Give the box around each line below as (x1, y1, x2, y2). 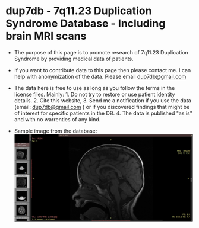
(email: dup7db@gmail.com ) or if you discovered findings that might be (14, 103, 190, 110)
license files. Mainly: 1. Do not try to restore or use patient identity (14, 91, 175, 98)
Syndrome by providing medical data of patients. (14, 55, 134, 62)
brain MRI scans (5, 30, 87, 43)
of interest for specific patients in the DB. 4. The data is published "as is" (14, 110, 192, 117)
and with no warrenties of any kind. (14, 115, 101, 123)
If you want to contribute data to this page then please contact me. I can (14, 66, 191, 73)
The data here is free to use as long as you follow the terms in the (14, 84, 175, 91)
